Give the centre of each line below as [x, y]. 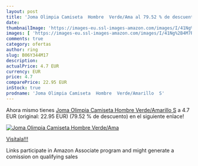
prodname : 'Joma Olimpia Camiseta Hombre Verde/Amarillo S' [85, 93]
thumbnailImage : [26, 28]
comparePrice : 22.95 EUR [37, 83]
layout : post [22, 11]
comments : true [25, 39]
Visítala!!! [17, 139]
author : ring [22, 50]
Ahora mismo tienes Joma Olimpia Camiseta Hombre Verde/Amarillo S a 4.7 [98, 110]
